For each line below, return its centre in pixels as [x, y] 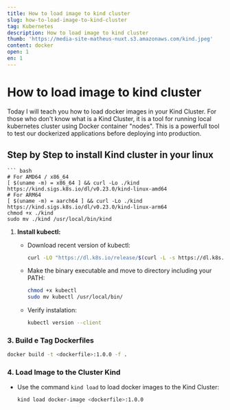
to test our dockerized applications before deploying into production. [104, 133]
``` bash [20, 171]
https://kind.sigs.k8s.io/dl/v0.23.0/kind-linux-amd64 [87, 189]
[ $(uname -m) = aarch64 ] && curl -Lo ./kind [75, 201]
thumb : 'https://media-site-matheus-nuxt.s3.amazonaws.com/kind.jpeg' [110, 39]
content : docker [30, 45]
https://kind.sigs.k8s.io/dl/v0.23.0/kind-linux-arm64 [87, 207]
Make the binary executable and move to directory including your [119, 271]
